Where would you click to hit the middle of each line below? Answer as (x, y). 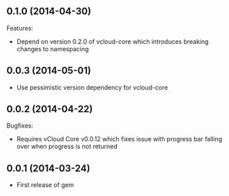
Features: (20, 28)
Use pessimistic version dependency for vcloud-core (92, 87)
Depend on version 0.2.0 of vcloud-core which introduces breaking (112, 42)
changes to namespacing (53, 48)
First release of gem (45, 185)
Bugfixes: (20, 126)
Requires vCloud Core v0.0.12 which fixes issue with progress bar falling (119, 139)
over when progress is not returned (67, 146)
